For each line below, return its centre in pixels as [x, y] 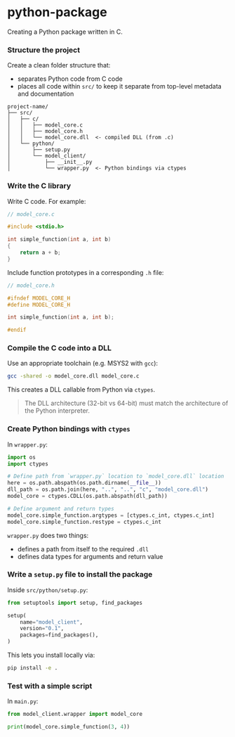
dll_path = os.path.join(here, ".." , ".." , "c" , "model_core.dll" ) [108, 489]
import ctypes [28, 464]
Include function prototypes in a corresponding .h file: [86, 272]
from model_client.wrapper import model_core [75, 714]
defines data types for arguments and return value [90, 556]
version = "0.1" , [42, 629]
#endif [17, 330]
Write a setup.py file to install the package [80, 575]
